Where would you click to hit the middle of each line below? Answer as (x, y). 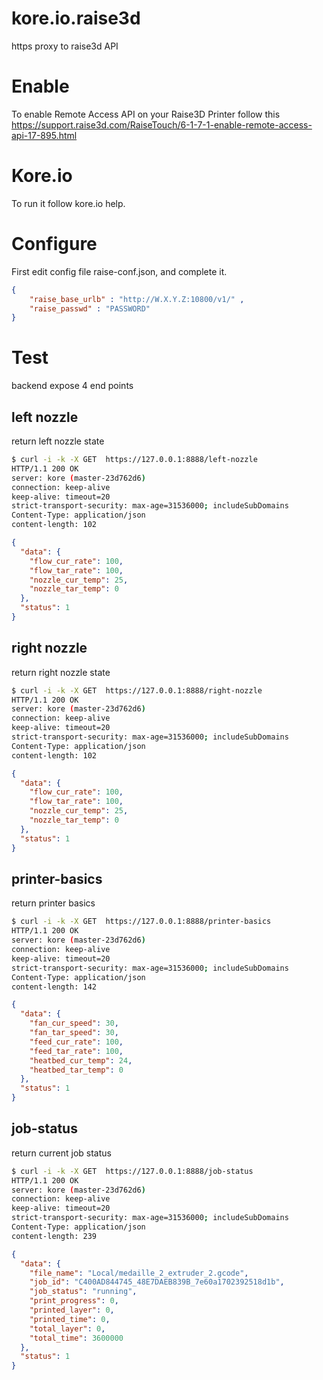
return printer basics (53, 903)
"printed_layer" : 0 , (72, 1310)
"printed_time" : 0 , (70, 1319)
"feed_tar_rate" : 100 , (76, 1051)
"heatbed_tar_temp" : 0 (76, 1070)
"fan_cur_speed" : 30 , (74, 1023)
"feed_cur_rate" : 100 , (76, 1042)
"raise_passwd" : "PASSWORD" (90, 308)
